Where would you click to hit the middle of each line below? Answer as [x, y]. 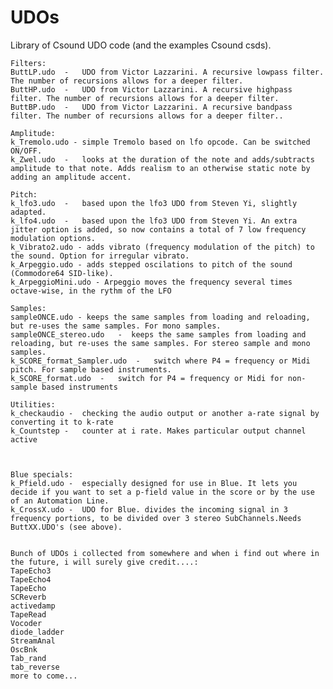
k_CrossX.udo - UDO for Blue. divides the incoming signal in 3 [149, 509]
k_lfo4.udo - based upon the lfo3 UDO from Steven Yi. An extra [154, 221]
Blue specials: [42, 474]
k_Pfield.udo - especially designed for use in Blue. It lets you [154, 483]
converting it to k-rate [62, 422]
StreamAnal [33, 641]
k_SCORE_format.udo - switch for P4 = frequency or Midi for [147, 378]
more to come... [44, 676]
